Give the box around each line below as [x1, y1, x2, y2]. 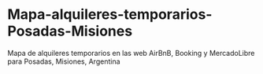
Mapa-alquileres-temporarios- [7, 6, 213, 24]
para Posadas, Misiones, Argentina [7, 57, 120, 66]
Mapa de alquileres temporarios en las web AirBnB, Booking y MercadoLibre [7, 48, 255, 57]
